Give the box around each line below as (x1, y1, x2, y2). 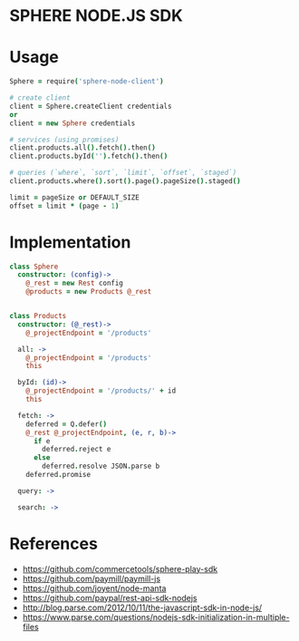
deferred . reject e (42, 445, 111, 454)
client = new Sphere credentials (9, 119, 136, 128)
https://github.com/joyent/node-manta (22, 582, 167, 594)
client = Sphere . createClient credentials (9, 102, 172, 111)
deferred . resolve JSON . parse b (42, 461, 160, 471)
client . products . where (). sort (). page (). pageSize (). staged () (9, 177, 242, 186)
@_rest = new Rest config (25, 278, 124, 288)
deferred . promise (25, 471, 92, 480)
